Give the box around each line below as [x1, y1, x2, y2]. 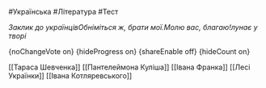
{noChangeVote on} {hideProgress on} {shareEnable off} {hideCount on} [8, 47, 251, 56]
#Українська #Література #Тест [8, 7, 119, 16]
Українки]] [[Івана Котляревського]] [8, 71, 133, 80]
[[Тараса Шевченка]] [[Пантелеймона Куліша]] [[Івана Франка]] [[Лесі [8, 62, 251, 72]
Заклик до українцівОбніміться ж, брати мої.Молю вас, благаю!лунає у [8, 23, 258, 31]
